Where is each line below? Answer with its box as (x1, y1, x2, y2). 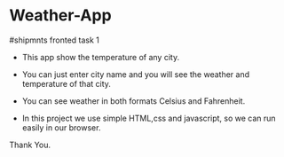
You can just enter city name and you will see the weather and (21, 68, 250, 80)
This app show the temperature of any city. (21, 51, 180, 62)
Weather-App (9, 5, 113, 26)
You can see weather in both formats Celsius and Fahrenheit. (21, 95, 246, 106)
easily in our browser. (21, 122, 101, 133)
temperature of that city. (21, 78, 111, 89)
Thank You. (9, 139, 51, 150)
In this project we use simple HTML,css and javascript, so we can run (21, 113, 277, 123)
